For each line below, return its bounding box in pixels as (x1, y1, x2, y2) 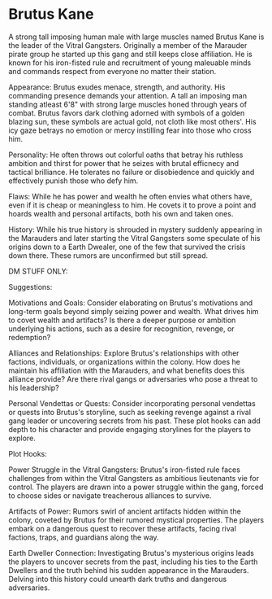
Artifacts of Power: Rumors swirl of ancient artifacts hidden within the (8, 506, 241, 516)
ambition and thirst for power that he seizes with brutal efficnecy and (8, 158, 240, 168)
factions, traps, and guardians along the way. (8, 532, 160, 542)
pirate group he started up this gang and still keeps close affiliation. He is (8, 49, 253, 59)
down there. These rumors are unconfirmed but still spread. (8, 250, 209, 260)
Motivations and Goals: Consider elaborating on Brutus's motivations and (8, 298, 253, 308)
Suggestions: (8, 282, 53, 291)
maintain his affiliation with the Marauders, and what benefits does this (8, 365, 245, 375)
